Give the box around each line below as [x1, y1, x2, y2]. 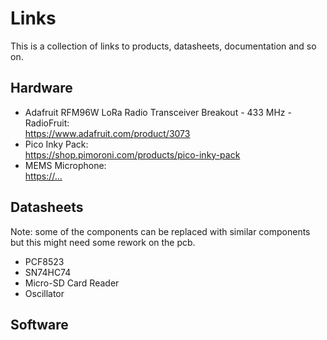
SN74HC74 [24, 266, 72, 278]
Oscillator [24, 287, 65, 299]
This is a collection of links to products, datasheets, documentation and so [10, 40, 317, 52]
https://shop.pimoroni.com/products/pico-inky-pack [24, 148, 241, 161]
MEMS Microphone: [24, 159, 107, 171]
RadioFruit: [24, 117, 70, 129]
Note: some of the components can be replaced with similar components [10, 225, 311, 237]
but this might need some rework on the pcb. [10, 236, 196, 248]
